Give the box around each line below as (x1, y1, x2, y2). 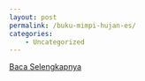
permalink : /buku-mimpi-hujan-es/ (9, 21, 137, 30)
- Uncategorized (25, 37, 86, 47)
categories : (9, 29, 53, 38)
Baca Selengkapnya (9, 62, 82, 72)
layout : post (9, 12, 57, 22)
